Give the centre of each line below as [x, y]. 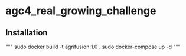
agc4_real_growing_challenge [81, 11]
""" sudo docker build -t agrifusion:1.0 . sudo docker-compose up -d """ [93, 47]
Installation [27, 33]
